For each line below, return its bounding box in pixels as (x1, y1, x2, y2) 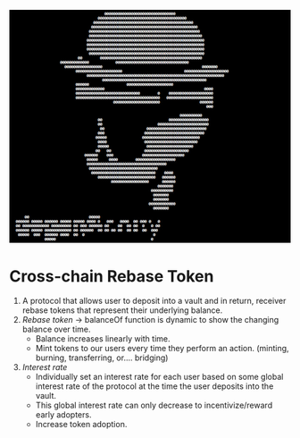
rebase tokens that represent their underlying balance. (21, 305, 223, 316)
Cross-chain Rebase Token (9, 265, 214, 286)
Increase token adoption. (35, 419, 128, 430)
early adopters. (35, 409, 92, 420)
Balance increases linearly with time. (35, 333, 171, 344)
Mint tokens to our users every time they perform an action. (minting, (35, 343, 289, 354)
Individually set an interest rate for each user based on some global (35, 372, 284, 383)
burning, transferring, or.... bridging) (35, 352, 169, 363)
